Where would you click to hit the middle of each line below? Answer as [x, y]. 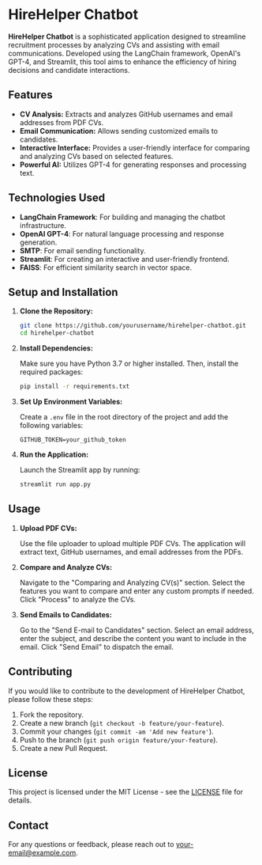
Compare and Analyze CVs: [66, 567]
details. [20, 800]
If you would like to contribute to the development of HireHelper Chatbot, [127, 691]
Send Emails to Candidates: [65, 614]
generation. [38, 242]
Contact [28, 825]
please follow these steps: [51, 699]
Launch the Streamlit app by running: [80, 470]
